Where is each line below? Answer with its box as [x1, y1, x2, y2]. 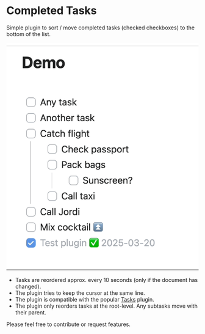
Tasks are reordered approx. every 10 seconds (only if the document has [15, 276, 198, 284]
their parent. [15, 309, 47, 316]
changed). [15, 283, 41, 291]
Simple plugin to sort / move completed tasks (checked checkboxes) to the [6, 24, 195, 31]
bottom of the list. [6, 30, 51, 37]
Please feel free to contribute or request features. [6, 321, 131, 328]
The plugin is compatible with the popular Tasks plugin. [15, 296, 154, 303]
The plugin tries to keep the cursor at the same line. [15, 289, 145, 297]
